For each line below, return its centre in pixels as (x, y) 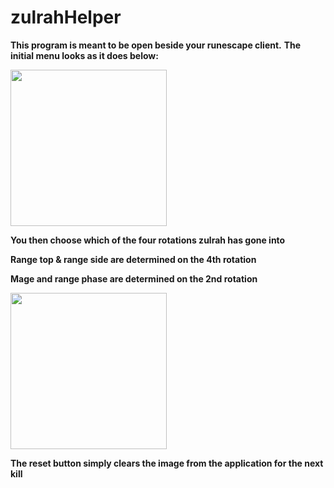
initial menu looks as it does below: (84, 55)
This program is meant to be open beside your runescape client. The (156, 45)
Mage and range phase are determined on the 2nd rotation (134, 278)
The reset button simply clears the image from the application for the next (167, 463)
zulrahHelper (66, 17)
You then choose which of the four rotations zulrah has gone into (148, 240)
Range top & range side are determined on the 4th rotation (133, 259)
